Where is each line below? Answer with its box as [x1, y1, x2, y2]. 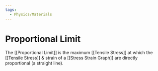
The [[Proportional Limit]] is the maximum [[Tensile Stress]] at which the [5, 50, 153, 56]
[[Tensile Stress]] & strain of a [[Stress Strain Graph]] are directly [5, 55, 138, 61]
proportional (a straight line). [5, 60, 64, 66]
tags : [5, 7, 16, 12]
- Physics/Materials [9, 12, 52, 17]
